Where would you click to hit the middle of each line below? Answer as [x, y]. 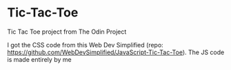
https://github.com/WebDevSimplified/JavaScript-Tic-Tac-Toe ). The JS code [116, 52]
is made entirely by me [39, 59]
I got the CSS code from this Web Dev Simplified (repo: [85, 45]
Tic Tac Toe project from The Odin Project [67, 32]
